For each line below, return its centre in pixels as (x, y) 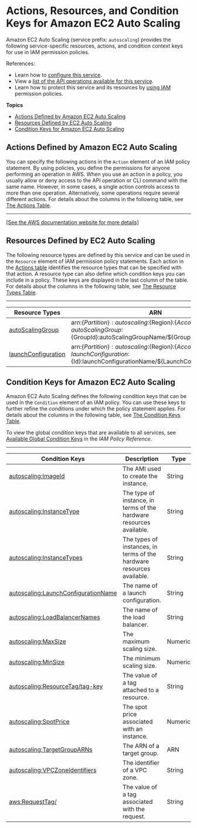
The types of (140, 539)
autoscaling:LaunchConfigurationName (63, 593)
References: (21, 64)
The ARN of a (141, 746)
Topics (15, 105)
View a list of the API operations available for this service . (84, 81)
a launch (135, 593)
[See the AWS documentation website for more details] (72, 222)
